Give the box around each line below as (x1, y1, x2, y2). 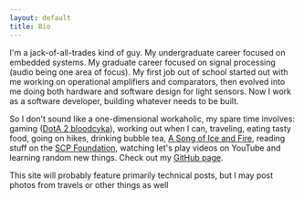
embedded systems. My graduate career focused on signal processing (9, 57, 277, 68)
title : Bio (9, 22, 51, 31)
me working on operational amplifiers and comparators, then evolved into (9, 76, 286, 87)
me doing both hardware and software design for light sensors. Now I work (9, 86, 292, 97)
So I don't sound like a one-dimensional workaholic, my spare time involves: (9, 113, 295, 124)
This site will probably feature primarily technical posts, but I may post (9, 170, 274, 181)
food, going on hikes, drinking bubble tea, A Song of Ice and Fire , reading (9, 132, 286, 143)
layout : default (9, 13, 71, 23)
